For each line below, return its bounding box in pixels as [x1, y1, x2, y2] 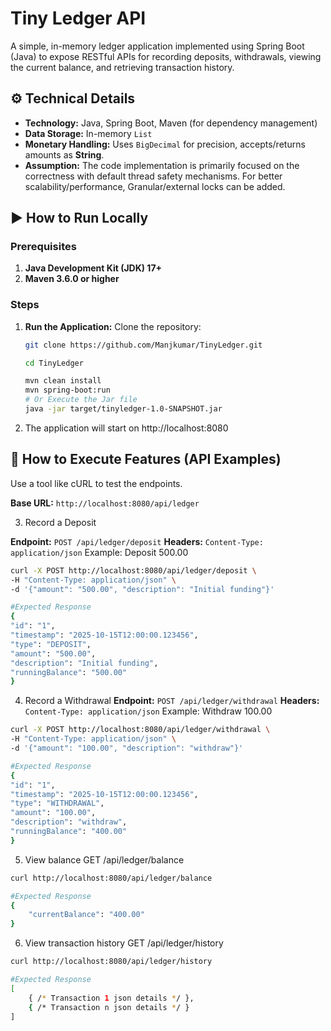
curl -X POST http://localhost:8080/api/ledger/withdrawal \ [10, 725, 271, 735]
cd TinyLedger [24, 358, 84, 368]
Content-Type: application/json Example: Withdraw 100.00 [24, 705, 273, 717]
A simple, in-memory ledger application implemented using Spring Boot [10, 40, 305, 52]
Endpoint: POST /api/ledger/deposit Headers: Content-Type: [10, 535, 264, 547]
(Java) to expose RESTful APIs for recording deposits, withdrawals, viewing [10, 50, 322, 62]
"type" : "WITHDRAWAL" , [10, 798, 105, 809]
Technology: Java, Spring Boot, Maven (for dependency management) [24, 117, 318, 129]
